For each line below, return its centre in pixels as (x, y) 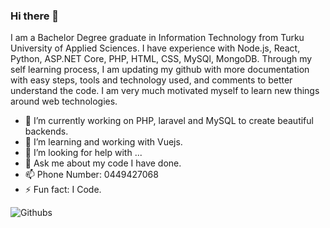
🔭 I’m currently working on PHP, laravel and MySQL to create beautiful (169, 121)
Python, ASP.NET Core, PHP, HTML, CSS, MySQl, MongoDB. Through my (161, 59)
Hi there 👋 (35, 16)
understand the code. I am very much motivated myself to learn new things (165, 91)
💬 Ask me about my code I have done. (103, 163)
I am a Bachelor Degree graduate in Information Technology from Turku (157, 38)
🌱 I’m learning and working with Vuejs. (103, 142)
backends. (46, 131)
